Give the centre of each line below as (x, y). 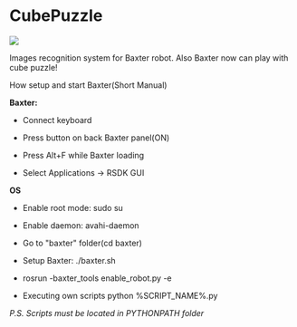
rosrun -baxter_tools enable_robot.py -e (97, 278)
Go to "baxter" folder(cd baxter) (82, 243)
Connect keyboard (57, 120)
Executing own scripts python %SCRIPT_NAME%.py (120, 295)
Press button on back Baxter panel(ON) (96, 138)
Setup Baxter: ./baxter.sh (69, 260)
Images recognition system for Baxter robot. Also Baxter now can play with (149, 58)
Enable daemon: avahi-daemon (81, 225)
